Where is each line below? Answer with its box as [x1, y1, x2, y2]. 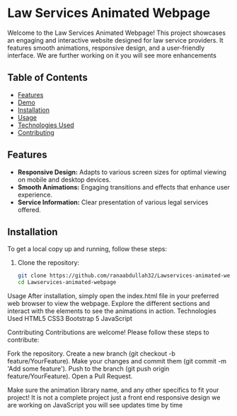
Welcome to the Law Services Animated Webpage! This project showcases [7, 28, 226, 37]
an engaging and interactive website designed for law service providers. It [7, 35, 224, 44]
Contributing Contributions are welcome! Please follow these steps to [7, 328, 210, 336]
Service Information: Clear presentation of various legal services [17, 197, 209, 207]
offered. [17, 205, 41, 214]
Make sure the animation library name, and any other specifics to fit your [7, 385, 219, 395]
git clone [17, 272, 47, 280]
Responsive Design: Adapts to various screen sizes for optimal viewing [17, 168, 226, 176]
